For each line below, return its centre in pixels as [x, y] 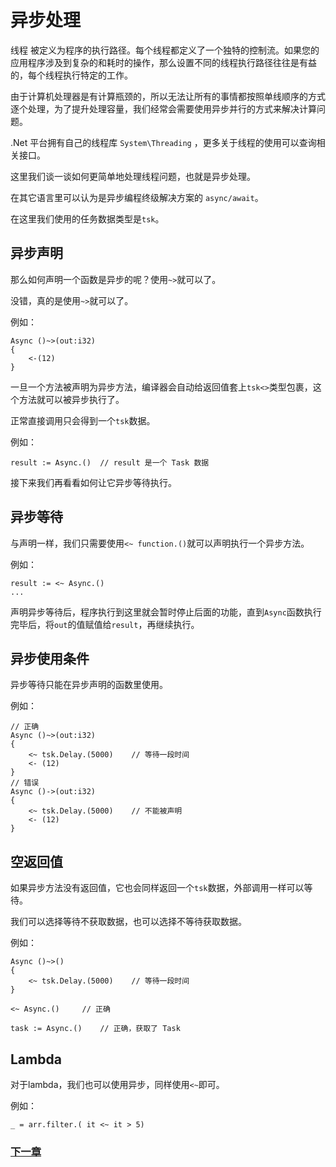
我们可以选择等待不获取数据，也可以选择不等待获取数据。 [128, 922]
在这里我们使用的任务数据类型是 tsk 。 [87, 218]
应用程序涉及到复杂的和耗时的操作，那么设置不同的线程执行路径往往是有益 [163, 62]
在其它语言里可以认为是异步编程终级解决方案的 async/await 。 [137, 197]
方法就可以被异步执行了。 [71, 399]
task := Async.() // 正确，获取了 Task [95, 1029]
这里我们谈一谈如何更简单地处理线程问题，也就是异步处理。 [133, 176]
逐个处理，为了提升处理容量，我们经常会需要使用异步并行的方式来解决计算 [163, 108]
